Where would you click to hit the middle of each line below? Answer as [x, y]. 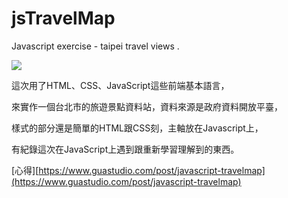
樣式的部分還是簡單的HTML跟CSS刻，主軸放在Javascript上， [137, 128]
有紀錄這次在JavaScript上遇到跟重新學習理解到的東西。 [125, 149]
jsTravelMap [63, 18]
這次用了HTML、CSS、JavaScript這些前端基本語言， [120, 85]
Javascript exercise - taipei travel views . [95, 46]
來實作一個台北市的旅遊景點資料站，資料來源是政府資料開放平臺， [147, 106]
